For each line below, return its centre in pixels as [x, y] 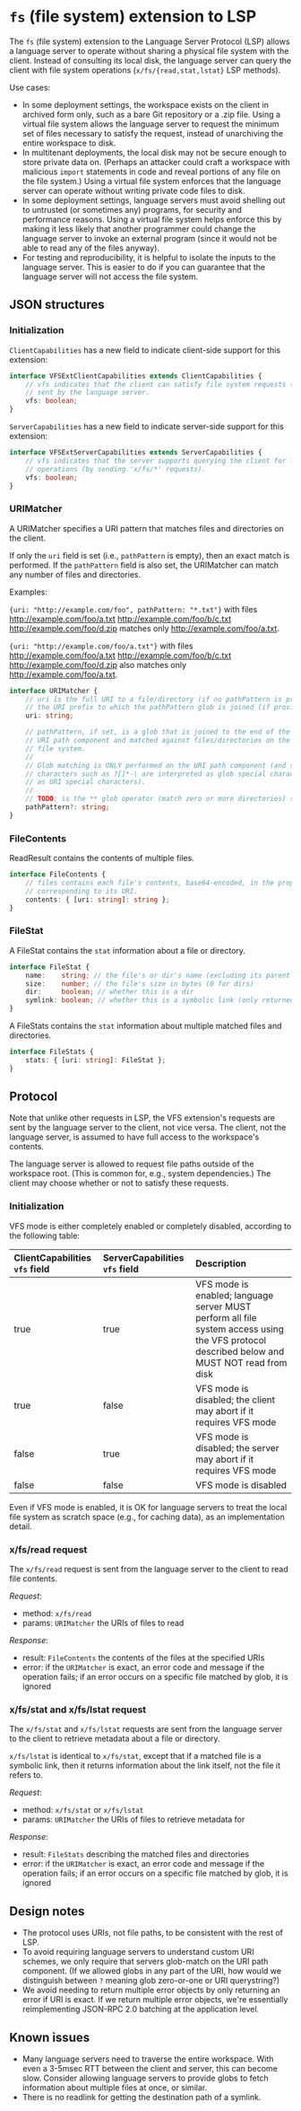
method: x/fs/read [57, 1614]
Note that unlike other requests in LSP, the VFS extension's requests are [142, 1118]
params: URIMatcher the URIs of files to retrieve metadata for [133, 1819]
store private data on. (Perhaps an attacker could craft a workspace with [156, 162]
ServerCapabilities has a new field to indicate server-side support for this [146, 427]
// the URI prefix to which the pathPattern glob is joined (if [148, 708]
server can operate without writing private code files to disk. [133, 190]
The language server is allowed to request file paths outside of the [132, 1164]
